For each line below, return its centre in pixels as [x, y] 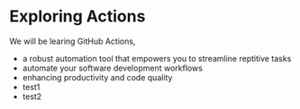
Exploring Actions [77, 17]
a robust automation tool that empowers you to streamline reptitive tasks [157, 58]
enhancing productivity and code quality [97, 77]
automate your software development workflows [112, 68]
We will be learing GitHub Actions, [73, 41]
